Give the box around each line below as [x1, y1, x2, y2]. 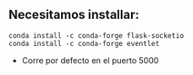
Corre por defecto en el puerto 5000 [21, 54, 159, 66]
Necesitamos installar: [8, 7, 140, 23]
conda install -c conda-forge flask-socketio [8, 31, 184, 40]
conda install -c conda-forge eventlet [8, 39, 160, 48]
